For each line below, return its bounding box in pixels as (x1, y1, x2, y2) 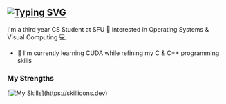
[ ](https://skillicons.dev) (7, 89, 108, 97)
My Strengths (7, 73, 54, 83)
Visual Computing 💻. (7, 32, 68, 41)
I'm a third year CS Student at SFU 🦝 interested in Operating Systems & (7, 25, 209, 33)
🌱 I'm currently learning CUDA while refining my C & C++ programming (17, 49, 220, 57)
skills (17, 56, 32, 64)
